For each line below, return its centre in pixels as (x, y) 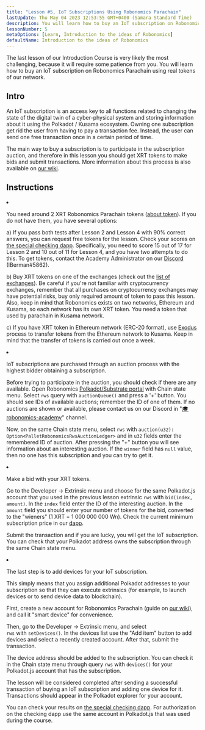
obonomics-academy (34, 417)
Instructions (30, 188)
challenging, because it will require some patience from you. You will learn (100, 64)
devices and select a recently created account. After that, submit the (92, 639)
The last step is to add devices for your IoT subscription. (77, 571)
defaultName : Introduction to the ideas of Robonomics (77, 40)
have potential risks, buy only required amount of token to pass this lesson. (101, 296)
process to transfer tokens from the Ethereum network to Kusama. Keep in (100, 334)
